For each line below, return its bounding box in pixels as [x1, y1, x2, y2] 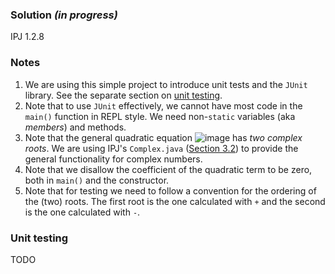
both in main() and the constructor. [24, 174, 170, 186]
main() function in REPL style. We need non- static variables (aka [24, 110, 296, 122]
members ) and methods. [24, 121, 127, 133]
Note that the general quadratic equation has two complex [24, 131, 303, 143]
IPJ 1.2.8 [10, 31, 45, 43]
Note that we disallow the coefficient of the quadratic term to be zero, [24, 163, 313, 175]
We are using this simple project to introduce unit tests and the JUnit [24, 78, 308, 90]
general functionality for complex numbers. [24, 153, 203, 165]
